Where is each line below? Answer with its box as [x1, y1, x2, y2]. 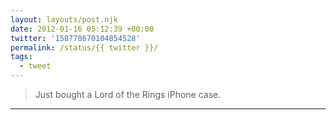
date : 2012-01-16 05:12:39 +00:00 [10, 24, 155, 34]
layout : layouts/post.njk [10, 14, 118, 25]
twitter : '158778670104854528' [10, 33, 141, 43]
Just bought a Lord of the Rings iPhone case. [34, 89, 222, 100]
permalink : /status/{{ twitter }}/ [10, 42, 159, 53]
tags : [10, 52, 33, 62]
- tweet [19, 61, 52, 71]
